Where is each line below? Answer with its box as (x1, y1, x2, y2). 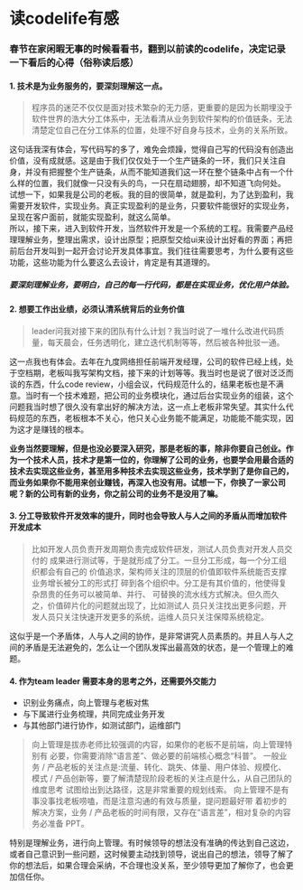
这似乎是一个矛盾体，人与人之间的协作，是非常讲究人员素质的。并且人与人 (9, 631, 286, 642)
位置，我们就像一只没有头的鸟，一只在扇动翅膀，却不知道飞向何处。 (32, 178, 286, 189)
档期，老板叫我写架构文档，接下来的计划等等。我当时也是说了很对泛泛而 (24, 367, 294, 378)
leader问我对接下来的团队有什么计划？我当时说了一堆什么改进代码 (31, 325, 277, 336)
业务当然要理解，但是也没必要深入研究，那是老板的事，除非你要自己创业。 (9, 443, 286, 454)
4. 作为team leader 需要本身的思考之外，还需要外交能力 (9, 675, 216, 687)
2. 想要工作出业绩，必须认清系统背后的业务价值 (9, 304, 185, 314)
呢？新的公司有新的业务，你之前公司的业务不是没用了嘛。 (9, 488, 223, 499)
